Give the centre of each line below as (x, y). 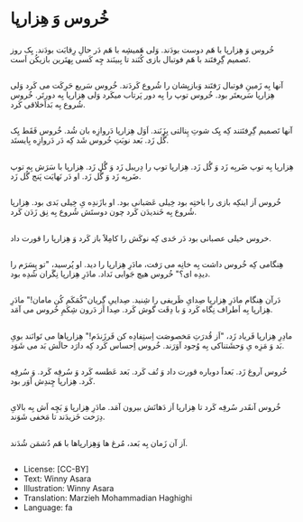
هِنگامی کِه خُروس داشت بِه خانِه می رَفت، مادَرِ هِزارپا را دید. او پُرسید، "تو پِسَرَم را (147, 264)
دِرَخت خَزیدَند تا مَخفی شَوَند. (58, 417)
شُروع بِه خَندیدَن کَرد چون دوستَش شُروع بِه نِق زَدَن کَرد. (104, 212)
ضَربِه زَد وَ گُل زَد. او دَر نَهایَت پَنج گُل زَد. (76, 176)
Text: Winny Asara (57, 479)
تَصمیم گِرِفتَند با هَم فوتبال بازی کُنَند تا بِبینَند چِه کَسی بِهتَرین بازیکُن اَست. (131, 59)
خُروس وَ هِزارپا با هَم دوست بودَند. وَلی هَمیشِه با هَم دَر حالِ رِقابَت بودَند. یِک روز (142, 50)
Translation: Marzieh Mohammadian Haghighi (108, 498)
